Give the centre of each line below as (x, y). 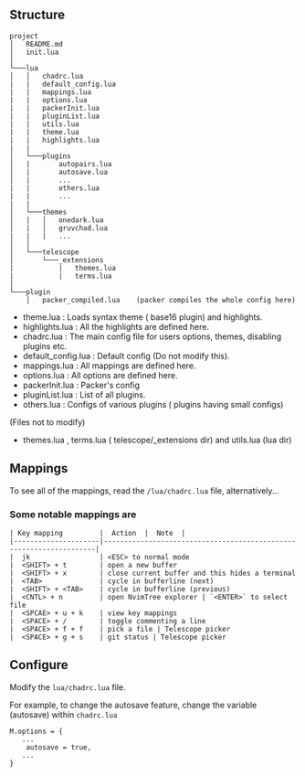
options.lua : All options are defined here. (100, 375)
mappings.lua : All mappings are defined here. (109, 366)
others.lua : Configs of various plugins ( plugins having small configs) (153, 404)
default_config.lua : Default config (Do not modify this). (126, 356)
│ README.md (37, 44)
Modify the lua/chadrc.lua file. (68, 687)
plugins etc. (45, 345)
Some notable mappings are (73, 514)
